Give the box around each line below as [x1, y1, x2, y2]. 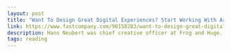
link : [7, 23, 23, 30]
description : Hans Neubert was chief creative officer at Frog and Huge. [7, 29, 223, 36]
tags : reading [7, 36, 48, 43]
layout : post [7, 10, 45, 17]
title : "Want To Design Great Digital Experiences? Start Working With [7, 17, 217, 23]
